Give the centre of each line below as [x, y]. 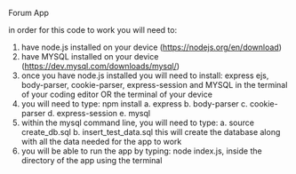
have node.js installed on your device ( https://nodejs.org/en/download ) [151, 47]
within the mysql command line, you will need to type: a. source [138, 123]
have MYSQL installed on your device [90, 56]
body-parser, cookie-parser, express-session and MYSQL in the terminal [154, 85]
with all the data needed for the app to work [101, 142]
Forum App [29, 13]
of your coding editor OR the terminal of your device [116, 94]
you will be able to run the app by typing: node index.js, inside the [142, 151]
